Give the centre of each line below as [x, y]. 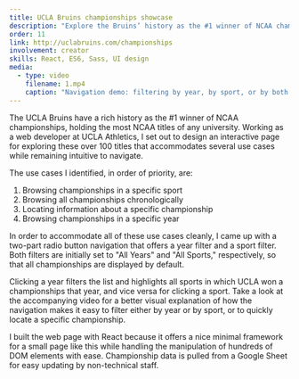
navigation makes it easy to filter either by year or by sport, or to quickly [141, 309]
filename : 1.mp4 [56, 84]
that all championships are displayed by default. [97, 264]
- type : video [43, 76]
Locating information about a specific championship [117, 209]
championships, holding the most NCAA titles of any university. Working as [146, 127]
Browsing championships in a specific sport [102, 190]
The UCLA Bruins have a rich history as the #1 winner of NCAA [124, 118]
